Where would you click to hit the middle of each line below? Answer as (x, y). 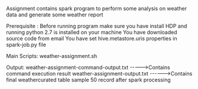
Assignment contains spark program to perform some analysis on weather (97, 8)
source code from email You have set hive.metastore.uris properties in (92, 38)
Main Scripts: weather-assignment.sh (52, 56)
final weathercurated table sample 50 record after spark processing (88, 80)
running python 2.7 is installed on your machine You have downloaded (92, 32)
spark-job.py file (26, 44)
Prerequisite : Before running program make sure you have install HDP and (97, 26)
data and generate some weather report (55, 15)
